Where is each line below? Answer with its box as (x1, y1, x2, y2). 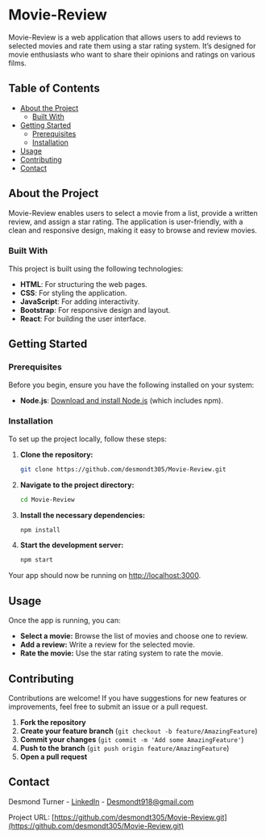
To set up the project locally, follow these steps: (8, 434, 168, 444)
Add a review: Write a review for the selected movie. (19, 640, 195, 650)
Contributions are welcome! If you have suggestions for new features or (8, 693, 247, 702)
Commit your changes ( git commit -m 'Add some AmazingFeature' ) (19, 734, 244, 744)
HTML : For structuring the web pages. (19, 279, 148, 289)
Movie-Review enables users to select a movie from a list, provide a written (8, 208, 258, 217)
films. (8, 58, 27, 68)
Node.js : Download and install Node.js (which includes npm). (19, 395, 224, 405)
